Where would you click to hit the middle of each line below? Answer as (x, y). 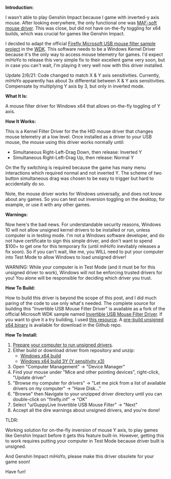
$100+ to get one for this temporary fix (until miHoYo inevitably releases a (83, 246)
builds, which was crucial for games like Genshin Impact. (65, 34)
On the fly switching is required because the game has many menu (76, 168)
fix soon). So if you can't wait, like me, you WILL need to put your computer (85, 252)
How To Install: (21, 335)
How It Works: (21, 121)
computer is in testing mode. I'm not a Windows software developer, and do (85, 235)
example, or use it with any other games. (48, 205)
